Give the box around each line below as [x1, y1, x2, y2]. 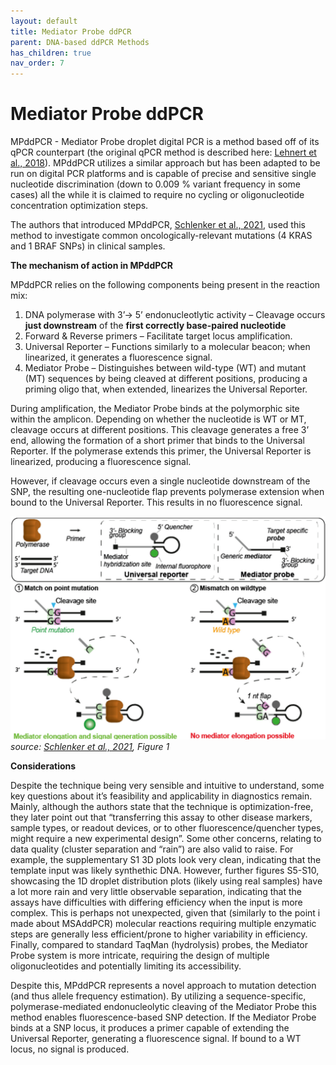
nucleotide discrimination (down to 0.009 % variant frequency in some [10, 178, 301, 190]
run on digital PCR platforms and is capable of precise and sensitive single [10, 168, 317, 180]
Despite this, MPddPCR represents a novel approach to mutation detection [10, 979, 317, 991]
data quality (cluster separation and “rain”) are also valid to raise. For [10, 843, 294, 855]
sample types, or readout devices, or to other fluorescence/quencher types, [10, 821, 324, 834]
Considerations [10, 760, 77, 772]
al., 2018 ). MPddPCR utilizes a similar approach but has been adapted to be [10, 157, 321, 169]
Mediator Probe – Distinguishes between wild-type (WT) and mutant [24, 362, 307, 374]
